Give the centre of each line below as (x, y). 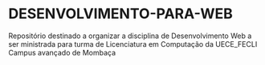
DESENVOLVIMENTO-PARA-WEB (120, 14)
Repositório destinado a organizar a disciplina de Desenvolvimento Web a (130, 36)
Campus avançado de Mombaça (62, 52)
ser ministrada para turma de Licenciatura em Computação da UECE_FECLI (133, 44)
